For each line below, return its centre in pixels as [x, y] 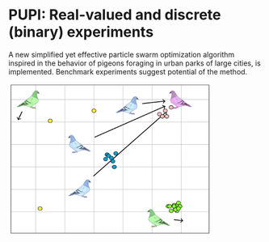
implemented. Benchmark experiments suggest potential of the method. [128, 71]
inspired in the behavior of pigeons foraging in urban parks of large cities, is [134, 63]
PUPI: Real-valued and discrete [115, 15]
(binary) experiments [81, 32]
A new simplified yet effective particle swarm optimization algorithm [122, 54]
